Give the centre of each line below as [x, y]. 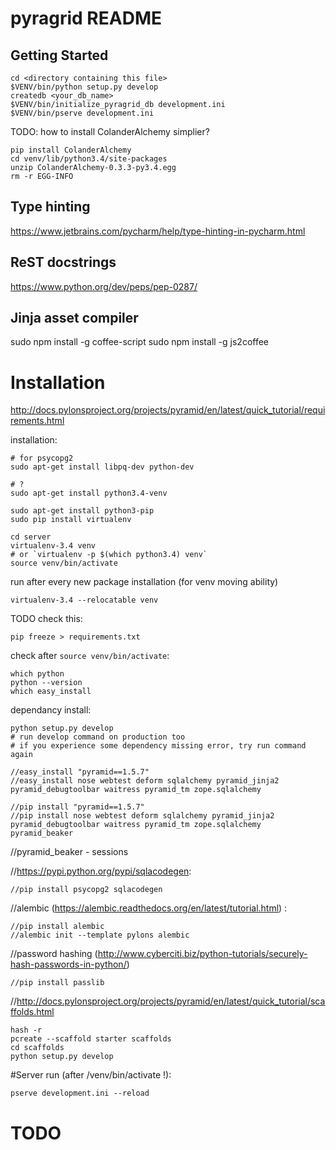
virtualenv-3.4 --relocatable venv [84, 600]
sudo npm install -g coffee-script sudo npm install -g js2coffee [139, 342]
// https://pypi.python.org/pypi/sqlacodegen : [101, 871]
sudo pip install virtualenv [71, 520]
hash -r [26, 1030]
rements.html [37, 421]
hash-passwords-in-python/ [68, 964]
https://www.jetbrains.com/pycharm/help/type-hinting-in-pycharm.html [158, 231]
